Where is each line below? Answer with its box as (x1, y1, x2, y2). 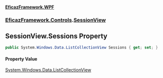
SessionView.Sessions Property (5, 31, 108, 40)
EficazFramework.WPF (5, 4, 54, 10)
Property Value (5, 55, 38, 62)
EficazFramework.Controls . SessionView (5, 16, 106, 23)
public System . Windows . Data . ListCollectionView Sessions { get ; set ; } (5, 45, 158, 50)
